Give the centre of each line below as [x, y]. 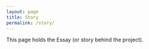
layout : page [22, 12]
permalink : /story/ [31, 23]
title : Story [22, 17]
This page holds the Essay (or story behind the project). [75, 40]
